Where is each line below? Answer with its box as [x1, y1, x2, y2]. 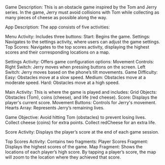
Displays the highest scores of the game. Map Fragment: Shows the [5, 144, 143, 149]
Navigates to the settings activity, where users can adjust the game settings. [5, 39, 160, 45]
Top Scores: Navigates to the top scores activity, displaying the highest [5, 44, 149, 50]
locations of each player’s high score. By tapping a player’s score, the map [5, 149, 156, 155]
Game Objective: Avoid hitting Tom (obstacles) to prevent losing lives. [5, 114, 146, 120]
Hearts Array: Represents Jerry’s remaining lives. [5, 105, 105, 110]
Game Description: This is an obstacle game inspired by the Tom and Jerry [5, 4, 157, 10]
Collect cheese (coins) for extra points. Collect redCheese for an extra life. [5, 120, 156, 125]
